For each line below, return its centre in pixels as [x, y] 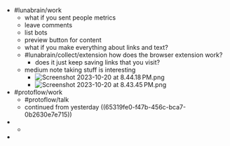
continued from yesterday [62, 107]
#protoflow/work [38, 92]
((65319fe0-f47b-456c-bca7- [143, 107]
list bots [36, 32]
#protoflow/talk [47, 100]
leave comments [48, 25]
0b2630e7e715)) [48, 114]
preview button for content [63, 40]
